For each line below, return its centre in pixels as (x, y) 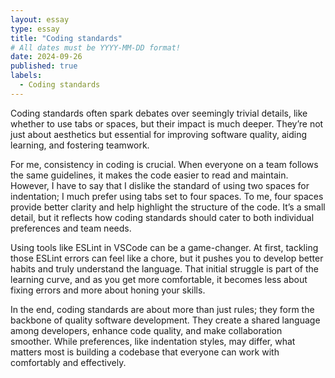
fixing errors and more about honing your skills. (108, 290)
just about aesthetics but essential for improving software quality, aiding (159, 134)
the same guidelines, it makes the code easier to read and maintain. (149, 175)
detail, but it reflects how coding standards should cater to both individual (162, 217)
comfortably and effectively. (68, 362)
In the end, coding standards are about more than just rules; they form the (162, 309)
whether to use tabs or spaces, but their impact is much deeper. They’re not (167, 123)
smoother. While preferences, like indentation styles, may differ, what (153, 341)
